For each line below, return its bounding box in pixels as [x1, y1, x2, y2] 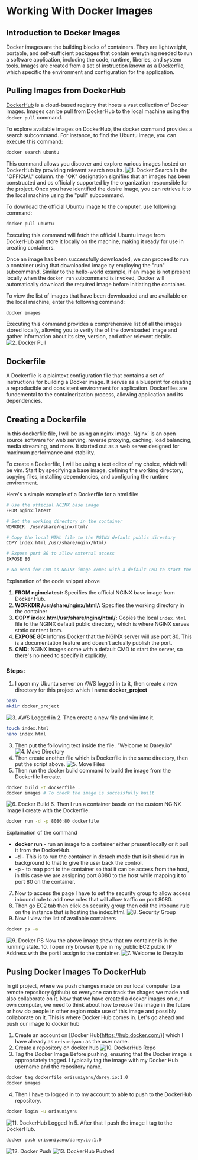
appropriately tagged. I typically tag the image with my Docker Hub [14, 1057, 178, 1064]
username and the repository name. [14, 1063, 102, 1070]
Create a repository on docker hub [14, 1044, 99, 1051]
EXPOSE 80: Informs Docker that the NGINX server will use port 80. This [14, 633, 192, 640]
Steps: [6, 667, 25, 675]
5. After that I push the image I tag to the [74, 1119, 173, 1126]
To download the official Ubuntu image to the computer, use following [6, 203, 176, 210]
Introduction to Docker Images [6, 28, 121, 38]
